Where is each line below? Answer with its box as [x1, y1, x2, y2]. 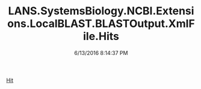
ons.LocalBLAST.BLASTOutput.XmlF [7, 17, 196, 30]
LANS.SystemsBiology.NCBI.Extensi [8, 4, 194, 18]
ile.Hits [83, 30, 119, 43]
